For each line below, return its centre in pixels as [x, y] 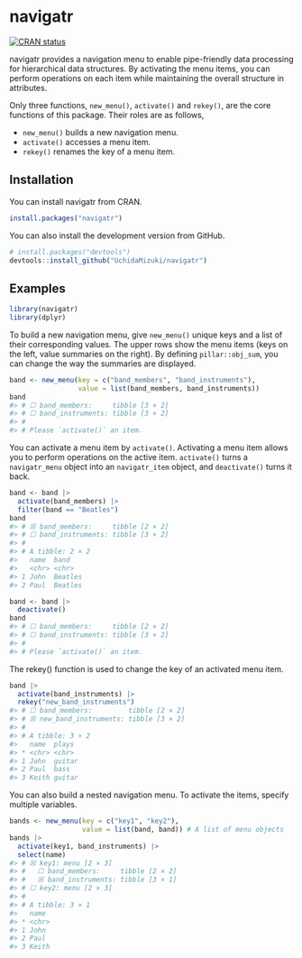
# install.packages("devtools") [70, 252]
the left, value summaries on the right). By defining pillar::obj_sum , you [144, 354]
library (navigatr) [44, 309]
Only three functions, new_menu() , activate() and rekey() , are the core [140, 105]
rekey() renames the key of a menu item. [99, 152]
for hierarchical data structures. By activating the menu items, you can [140, 69]
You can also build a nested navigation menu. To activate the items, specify [149, 795]
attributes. [28, 88]
